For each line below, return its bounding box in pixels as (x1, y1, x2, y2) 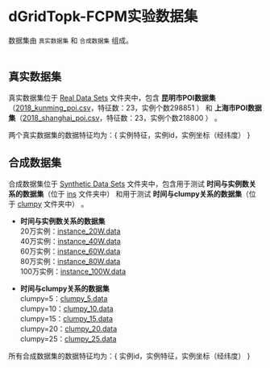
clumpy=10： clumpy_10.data (19, 304, 114, 313)
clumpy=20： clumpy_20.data (19, 324, 118, 333)
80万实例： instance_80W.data (19, 256, 121, 266)
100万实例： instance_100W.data (19, 267, 127, 276)
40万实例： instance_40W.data (19, 236, 121, 246)
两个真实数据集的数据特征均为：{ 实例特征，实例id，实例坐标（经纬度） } (8, 130, 251, 139)
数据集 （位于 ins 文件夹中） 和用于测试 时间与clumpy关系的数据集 (22, 188, 243, 198)
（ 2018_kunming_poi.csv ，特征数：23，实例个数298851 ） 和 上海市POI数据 (8, 102, 262, 113)
